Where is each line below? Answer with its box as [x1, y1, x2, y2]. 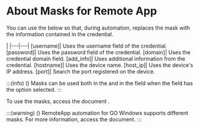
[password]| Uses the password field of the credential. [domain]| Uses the [6, 48, 191, 55]
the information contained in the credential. [6, 30, 113, 37]
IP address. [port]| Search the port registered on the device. [6, 68, 156, 75]
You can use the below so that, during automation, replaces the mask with [6, 24, 191, 31]
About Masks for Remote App [6, 4, 157, 18]
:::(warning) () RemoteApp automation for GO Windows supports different [6, 109, 189, 116]
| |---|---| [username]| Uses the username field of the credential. [6, 42, 168, 49]
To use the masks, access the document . [6, 98, 110, 105]
